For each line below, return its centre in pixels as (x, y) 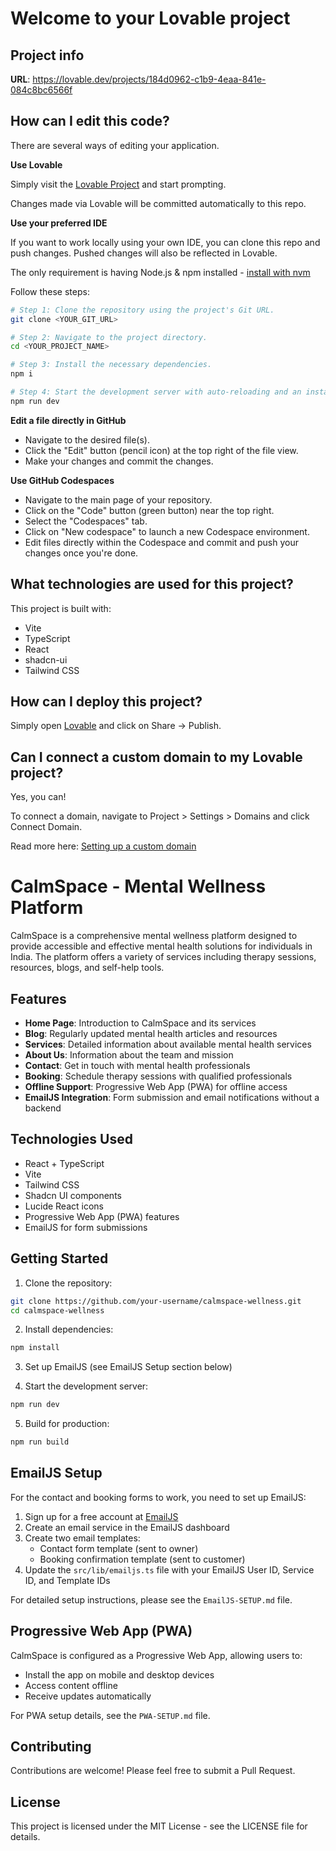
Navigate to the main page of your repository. (118, 499)
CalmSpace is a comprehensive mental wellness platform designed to (154, 936)
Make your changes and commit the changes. (119, 461)
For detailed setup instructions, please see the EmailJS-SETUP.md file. (151, 1599)
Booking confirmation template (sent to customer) (142, 1559)
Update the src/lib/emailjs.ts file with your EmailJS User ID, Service (169, 1569)
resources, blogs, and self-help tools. (87, 968)
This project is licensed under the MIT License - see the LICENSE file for (159, 1826)
